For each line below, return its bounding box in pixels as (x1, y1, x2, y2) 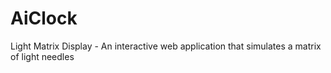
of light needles (10, 50, 75, 62)
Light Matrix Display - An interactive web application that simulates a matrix (10, 40, 322, 52)
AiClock (10, 7, 78, 30)
